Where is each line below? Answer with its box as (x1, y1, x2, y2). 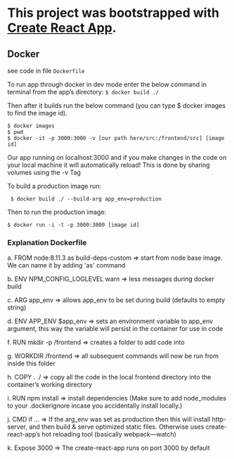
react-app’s (7, 430, 41, 439)
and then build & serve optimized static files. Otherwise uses (29, 422, 204, 431)
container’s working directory (7, 380, 93, 389)
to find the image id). (7, 109, 68, 117)
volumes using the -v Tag (7, 168, 81, 177)
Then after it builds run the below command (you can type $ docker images (7, 101, 226, 110)
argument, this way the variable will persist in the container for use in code (7, 325, 223, 333)
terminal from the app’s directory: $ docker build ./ (7, 88, 160, 96)
